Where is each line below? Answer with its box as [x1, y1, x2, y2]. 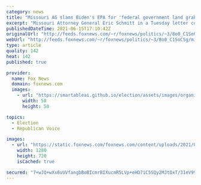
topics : [6, 114, 26, 120]
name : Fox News [11, 76, 50, 82]
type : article [6, 43, 42, 49]
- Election [11, 120, 39, 126]
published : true [6, 59, 47, 65]
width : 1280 [17, 148, 47, 154]
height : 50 [22, 103, 50, 109]
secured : [6, 169, 28, 175]
